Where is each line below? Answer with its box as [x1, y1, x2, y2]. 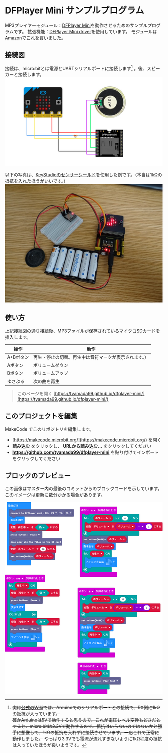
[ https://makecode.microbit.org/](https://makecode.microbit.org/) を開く [12, 437, 162, 443]
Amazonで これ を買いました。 [5, 35, 66, 41]
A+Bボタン [7, 354, 29, 360]
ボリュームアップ [33, 370, 69, 376]
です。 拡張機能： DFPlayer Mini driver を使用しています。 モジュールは [13, 28, 157, 34]
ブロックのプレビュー [5, 471, 71, 480]
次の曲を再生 [33, 378, 60, 384]
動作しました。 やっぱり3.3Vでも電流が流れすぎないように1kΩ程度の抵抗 [12, 736, 162, 742]
